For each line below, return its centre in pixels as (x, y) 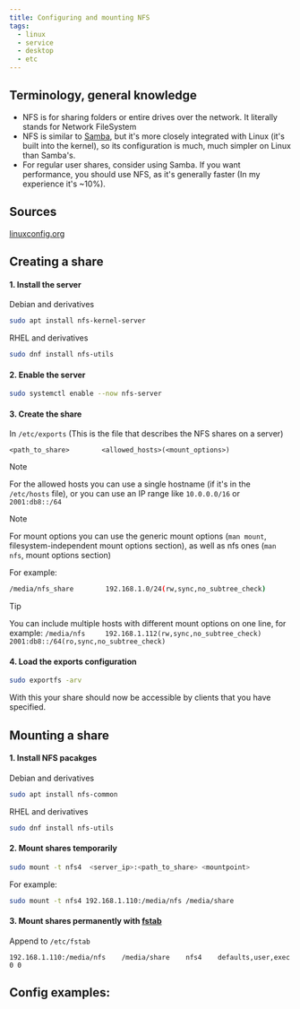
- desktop (35, 51)
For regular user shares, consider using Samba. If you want (131, 164)
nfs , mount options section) (60, 556)
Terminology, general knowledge (103, 95)
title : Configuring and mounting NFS (80, 17)
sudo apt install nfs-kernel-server (77, 321)
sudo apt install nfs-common (64, 794)
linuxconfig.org (37, 233)
